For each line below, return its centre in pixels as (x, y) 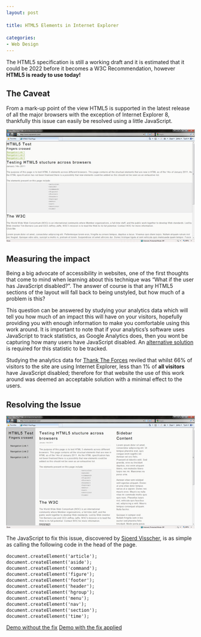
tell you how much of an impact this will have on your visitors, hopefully (94, 317)
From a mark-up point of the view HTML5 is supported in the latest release (98, 108)
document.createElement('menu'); (48, 598)
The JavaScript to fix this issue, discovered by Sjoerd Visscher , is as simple (99, 538)
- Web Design (22, 44)
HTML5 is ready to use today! (43, 75)
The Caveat (28, 94)
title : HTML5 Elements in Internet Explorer (63, 25)
